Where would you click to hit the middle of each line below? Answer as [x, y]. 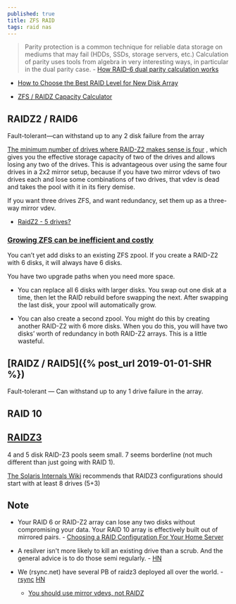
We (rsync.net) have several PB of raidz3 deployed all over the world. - [120, 572]
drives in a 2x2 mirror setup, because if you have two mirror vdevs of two [114, 172]
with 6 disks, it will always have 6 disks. [65, 263]
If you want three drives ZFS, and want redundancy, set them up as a [107, 201]
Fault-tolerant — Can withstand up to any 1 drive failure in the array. [105, 391]
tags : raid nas [30, 27]
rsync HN [31, 579]
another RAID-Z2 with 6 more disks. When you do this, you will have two [123, 326]
